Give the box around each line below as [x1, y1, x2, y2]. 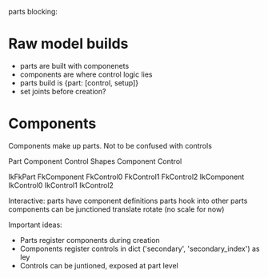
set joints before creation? [19, 86, 106, 96]
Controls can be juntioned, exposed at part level [19, 260, 178, 270]
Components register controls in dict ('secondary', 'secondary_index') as [19, 244, 260, 253]
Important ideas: [8, 220, 62, 229]
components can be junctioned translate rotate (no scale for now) [8, 204, 225, 214]
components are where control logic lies [19, 69, 153, 79]
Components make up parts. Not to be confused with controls [8, 141, 212, 150]
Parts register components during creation [19, 235, 160, 244]
